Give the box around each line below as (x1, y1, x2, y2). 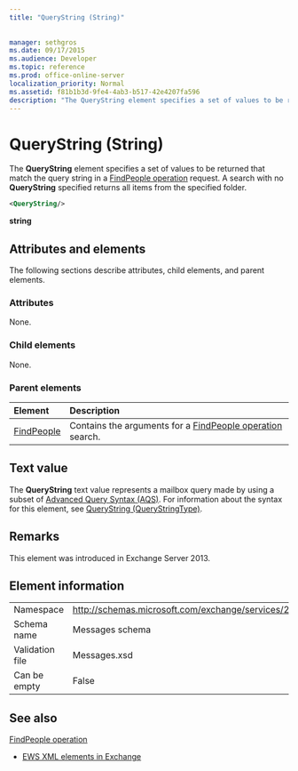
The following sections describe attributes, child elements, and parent (9, 265, 264, 276)
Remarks (9, 529, 60, 544)
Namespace (13, 604, 65, 616)
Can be (13, 669, 44, 681)
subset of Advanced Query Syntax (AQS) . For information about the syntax (9, 494, 283, 504)
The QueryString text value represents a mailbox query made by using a (9, 484, 275, 494)
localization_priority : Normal (9, 79, 125, 88)
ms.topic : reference (9, 63, 86, 72)
